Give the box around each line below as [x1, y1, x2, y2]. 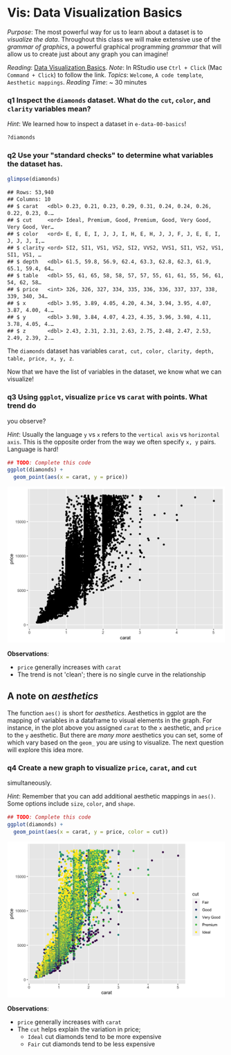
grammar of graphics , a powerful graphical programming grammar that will [7, 42, 222, 51]
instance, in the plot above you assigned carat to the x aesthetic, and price [7, 723, 221, 732]
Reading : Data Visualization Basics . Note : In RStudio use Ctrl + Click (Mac [7, 63, 223, 71]
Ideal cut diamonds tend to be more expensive [27, 1032, 162, 1040]
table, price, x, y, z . [7, 354, 75, 363]
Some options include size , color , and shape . [7, 799, 136, 808]
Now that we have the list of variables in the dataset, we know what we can [7, 367, 222, 376]
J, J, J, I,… [7, 238, 45, 245]
